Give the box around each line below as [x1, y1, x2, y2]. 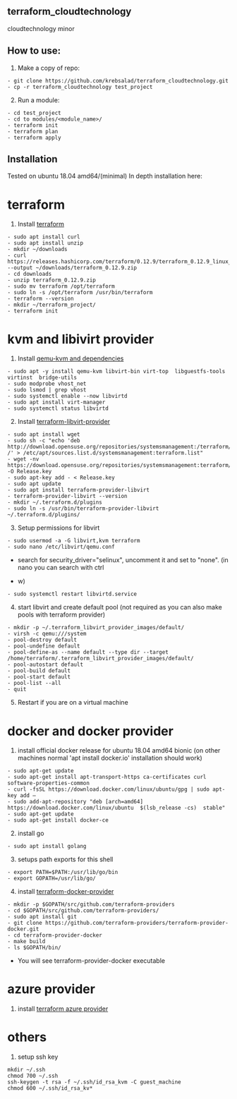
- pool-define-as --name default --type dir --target [7, 649, 169, 656]
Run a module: [17, 95, 60, 104]
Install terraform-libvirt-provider [17, 418, 111, 426]
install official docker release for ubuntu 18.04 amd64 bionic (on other [17, 746, 221, 755]
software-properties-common [7, 779, 90, 787]
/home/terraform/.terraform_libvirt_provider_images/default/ [7, 655, 194, 662]
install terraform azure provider [17, 1004, 109, 1013]
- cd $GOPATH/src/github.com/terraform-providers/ [7, 907, 159, 914]
